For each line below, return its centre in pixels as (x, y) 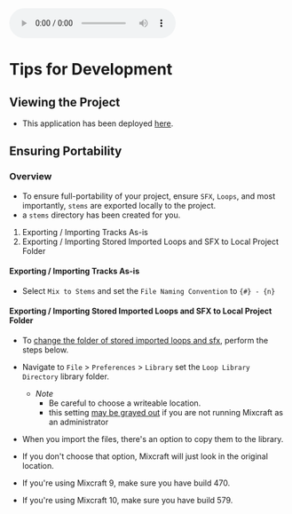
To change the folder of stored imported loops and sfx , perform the (145, 341)
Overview (31, 177)
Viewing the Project (65, 102)
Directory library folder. (65, 376)
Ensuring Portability (66, 151)
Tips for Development (91, 70)
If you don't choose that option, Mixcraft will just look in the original (145, 456)
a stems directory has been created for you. (101, 215)
